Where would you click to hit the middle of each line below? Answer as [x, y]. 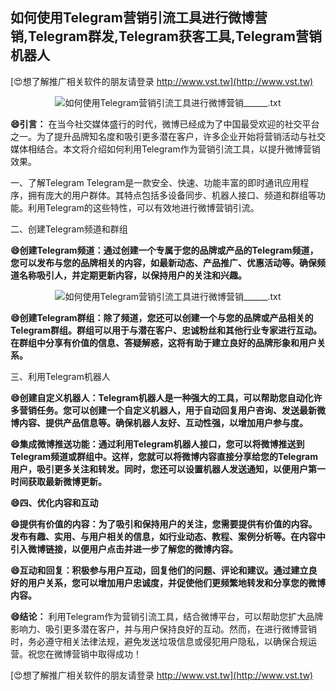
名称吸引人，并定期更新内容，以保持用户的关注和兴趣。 [132, 275]
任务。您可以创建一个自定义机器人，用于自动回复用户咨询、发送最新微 [181, 410]
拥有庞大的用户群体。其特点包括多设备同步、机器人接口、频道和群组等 [172, 195]
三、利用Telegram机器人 [60, 376]
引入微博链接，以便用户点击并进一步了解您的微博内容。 [124, 549]
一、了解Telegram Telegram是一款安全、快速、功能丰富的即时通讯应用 [155, 182]
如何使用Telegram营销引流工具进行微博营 [139, 18]
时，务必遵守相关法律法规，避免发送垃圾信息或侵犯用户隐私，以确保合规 [159, 641]
